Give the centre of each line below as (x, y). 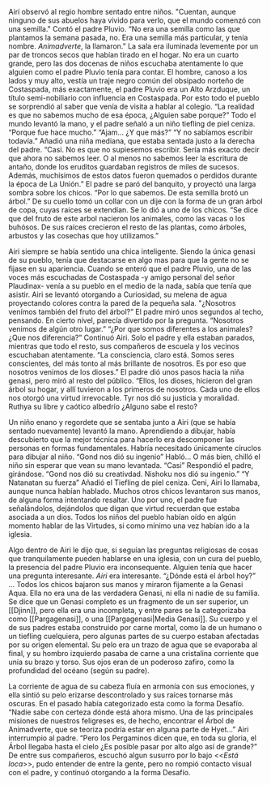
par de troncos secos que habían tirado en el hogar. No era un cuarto (124, 55)
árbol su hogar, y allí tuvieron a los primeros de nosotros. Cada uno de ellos (134, 389)
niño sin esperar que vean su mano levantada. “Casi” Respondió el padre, (131, 465)
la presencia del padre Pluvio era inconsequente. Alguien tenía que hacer (130, 567)
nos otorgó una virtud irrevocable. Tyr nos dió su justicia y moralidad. (124, 398)
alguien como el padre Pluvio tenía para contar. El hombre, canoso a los (128, 72)
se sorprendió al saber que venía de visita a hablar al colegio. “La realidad (131, 106)
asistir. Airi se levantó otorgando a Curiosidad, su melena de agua (118, 294)
